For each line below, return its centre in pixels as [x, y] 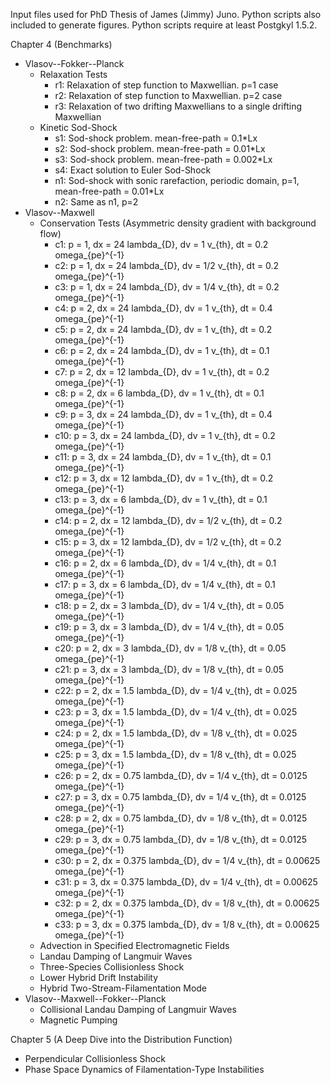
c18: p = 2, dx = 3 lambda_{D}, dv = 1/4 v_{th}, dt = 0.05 [169, 605]
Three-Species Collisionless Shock [112, 967]
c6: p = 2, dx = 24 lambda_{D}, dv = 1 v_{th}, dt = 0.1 [162, 350]
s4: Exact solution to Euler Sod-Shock [133, 170]
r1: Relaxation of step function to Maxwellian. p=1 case [166, 85]
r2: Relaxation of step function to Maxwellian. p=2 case [168, 95]
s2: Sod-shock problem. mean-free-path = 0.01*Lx [160, 148]
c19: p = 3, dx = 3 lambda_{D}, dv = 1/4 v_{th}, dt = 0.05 [169, 627]
